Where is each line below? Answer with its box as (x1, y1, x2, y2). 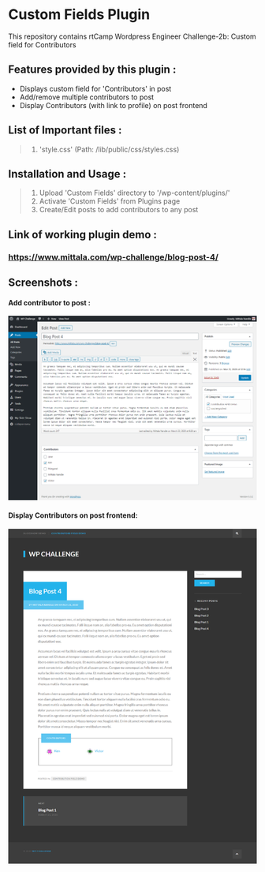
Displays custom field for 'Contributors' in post (19, 84, 172, 93)
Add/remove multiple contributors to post (19, 92, 155, 102)
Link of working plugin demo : (8, 227, 158, 241)
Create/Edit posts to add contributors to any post (39, 205, 199, 215)
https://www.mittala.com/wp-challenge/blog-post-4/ (8, 251, 219, 262)
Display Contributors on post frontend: (8, 511, 138, 520)
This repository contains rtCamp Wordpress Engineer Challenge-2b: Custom (8, 32, 256, 41)
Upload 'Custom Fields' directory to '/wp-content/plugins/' (39, 188, 230, 198)
